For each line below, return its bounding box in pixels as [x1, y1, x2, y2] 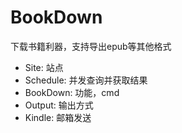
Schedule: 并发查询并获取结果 [24, 74, 148, 86]
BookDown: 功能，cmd [24, 86, 120, 98]
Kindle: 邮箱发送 [24, 111, 92, 123]
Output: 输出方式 [24, 99, 94, 111]
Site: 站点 [24, 61, 64, 73]
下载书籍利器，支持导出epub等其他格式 [10, 40, 172, 52]
